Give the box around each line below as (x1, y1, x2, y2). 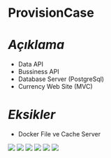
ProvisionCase (8, 5, 95, 21)
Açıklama (8, 37, 65, 53)
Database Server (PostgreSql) (17, 75, 104, 83)
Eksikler (8, 107, 56, 123)
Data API (17, 60, 44, 69)
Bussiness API (17, 68, 59, 76)
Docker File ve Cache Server (17, 130, 101, 138)
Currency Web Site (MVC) (17, 82, 93, 91)
